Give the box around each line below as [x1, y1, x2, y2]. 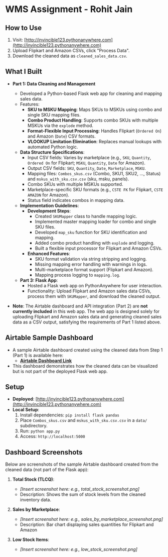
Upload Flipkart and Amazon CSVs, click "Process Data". [12, 48, 130, 53]
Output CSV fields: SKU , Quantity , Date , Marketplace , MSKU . [27, 165, 146, 171]
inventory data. [20, 497, 52, 503]
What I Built [5, 67, 42, 76]
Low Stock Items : [12, 536, 49, 543]
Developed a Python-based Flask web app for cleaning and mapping [20, 90, 162, 96]
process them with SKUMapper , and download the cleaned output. [27, 293, 161, 299]
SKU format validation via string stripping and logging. [35, 256, 147, 262]
